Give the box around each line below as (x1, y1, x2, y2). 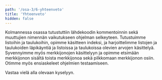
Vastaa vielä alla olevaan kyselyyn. (5, 70, 74, 76)
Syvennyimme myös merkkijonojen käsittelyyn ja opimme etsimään (5, 50, 139, 56)
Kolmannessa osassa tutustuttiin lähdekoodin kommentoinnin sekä (5, 30, 139, 35)
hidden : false (5, 16, 34, 21)
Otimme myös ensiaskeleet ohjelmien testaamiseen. (5, 60, 109, 66)
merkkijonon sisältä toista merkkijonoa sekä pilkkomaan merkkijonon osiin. (5, 55, 155, 61)
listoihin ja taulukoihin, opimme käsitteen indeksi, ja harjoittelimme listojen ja (5, 40, 157, 46)
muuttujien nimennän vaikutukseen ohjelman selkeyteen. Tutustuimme (5, 34, 146, 40)
